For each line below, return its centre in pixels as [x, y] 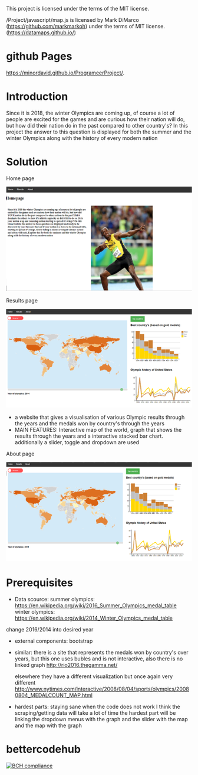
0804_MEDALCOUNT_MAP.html [54, 695]
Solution [27, 162]
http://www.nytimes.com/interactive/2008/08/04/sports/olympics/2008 [102, 689]
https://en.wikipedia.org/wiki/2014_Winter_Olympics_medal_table [93, 618]
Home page [20, 178]
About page [20, 454]
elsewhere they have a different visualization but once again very [94, 676]
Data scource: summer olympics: [55, 600]
